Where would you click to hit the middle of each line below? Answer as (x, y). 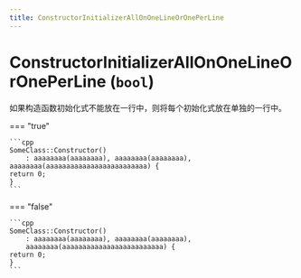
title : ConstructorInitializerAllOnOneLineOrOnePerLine (117, 18)
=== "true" (29, 125)
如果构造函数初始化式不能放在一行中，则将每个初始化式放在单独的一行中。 (148, 107)
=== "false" (31, 206)
